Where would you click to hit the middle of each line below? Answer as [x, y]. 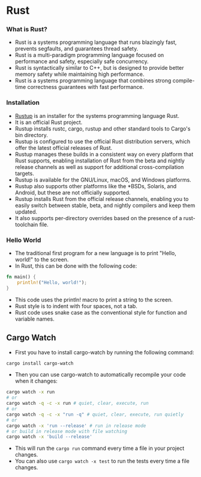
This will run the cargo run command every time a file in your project [100, 448]
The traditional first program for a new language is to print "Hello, [96, 253]
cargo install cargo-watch [40, 363]
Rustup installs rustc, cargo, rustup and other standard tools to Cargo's [103, 128]
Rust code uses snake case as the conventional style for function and [101, 312]
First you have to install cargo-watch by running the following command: [104, 352]
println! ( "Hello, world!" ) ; [52, 282]
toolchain [26, 224]
